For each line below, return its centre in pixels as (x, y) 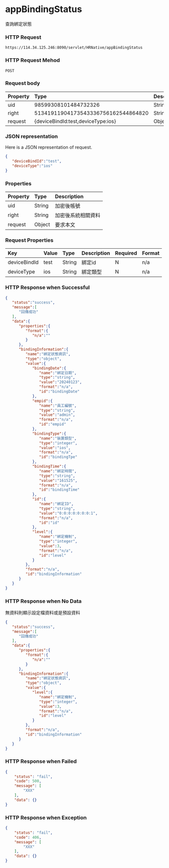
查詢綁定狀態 (18, 24)
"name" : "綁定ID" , (56, 504)
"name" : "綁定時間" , (58, 471)
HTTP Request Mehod (33, 60)
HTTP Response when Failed (41, 761)
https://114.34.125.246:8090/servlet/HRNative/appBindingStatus (74, 48)
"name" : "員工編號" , (58, 406)
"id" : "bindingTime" (59, 490)
